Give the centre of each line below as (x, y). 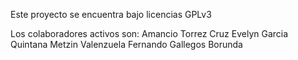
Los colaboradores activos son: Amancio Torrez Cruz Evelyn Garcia (149, 33)
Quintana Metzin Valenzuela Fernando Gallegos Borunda (126, 44)
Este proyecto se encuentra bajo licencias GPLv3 (111, 14)
